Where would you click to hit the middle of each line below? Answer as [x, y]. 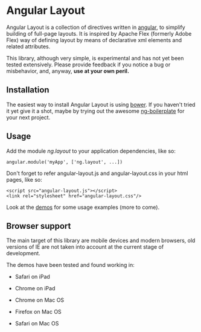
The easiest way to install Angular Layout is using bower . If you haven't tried [101, 104]
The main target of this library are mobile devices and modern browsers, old [101, 241]
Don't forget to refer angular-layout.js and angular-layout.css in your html [97, 173]
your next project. [28, 117]
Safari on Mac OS [37, 324]
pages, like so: [24, 179]
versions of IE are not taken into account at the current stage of [85, 247]
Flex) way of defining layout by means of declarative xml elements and [94, 40]
